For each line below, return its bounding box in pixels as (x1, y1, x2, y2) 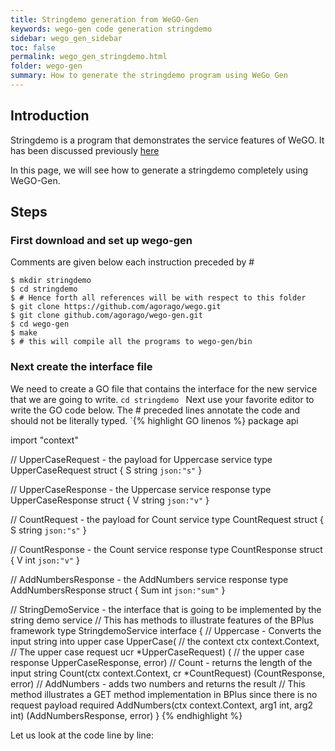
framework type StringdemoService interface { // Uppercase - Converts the (10, 624, 322, 636)
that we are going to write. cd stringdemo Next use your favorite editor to (10, 393, 315, 405)
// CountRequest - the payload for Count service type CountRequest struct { (10, 513, 325, 525)
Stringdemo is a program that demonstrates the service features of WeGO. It (10, 134, 325, 146)
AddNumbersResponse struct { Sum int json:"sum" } (10, 584, 226, 596)
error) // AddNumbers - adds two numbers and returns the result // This (10, 677, 306, 690)
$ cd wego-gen (10, 319, 70, 330)
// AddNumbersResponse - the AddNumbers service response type (10, 573, 289, 585)
